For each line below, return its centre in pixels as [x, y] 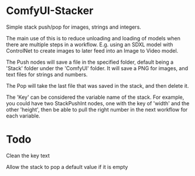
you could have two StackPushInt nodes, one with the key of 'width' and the [98, 103]
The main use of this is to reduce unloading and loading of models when [93, 38]
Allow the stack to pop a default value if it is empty [67, 167]
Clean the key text [28, 156]
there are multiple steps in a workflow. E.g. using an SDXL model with [90, 44]
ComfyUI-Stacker [50, 11]
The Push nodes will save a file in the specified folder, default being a [90, 62]
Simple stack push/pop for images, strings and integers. [74, 27]
